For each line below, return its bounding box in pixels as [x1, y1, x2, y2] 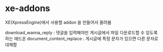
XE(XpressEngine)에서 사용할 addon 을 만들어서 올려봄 [5, 19, 112, 25]
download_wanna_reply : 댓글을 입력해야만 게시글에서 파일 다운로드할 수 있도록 [5, 29, 158, 35]
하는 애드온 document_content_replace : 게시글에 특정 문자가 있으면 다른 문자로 [5, 36, 159, 41]
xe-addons [5, 3, 50, 14]
